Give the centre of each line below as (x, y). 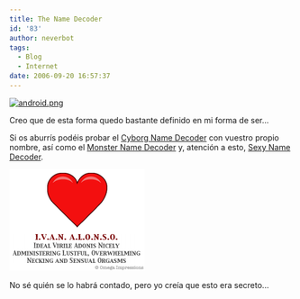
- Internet (38, 67)
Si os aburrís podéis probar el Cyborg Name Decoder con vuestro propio (144, 137)
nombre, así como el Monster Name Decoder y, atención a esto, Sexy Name (150, 147)
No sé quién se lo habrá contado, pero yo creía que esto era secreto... (139, 285)
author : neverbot (42, 38)
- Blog (30, 57)
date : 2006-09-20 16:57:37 (60, 77)
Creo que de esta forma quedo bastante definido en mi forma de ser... (139, 120)
